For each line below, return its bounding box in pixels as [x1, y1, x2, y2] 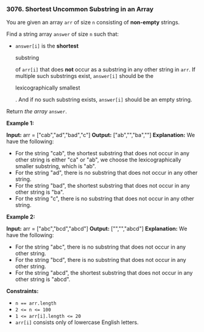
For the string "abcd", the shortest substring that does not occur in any [15, 269, 193, 277]
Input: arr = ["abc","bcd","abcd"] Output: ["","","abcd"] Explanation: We [6, 225, 188, 233]
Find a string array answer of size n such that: [6, 30, 119, 38]
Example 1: [6, 119, 35, 127]
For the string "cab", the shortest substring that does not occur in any [15, 150, 190, 157]
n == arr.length [15, 300, 57, 306]
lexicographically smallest [15, 84, 80, 91]
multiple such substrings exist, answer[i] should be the [15, 72, 154, 80]
